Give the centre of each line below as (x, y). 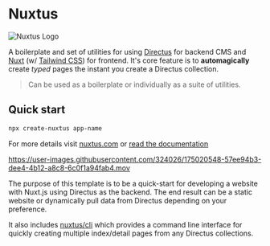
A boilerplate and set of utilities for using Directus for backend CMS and (127, 51)
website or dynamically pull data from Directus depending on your (118, 200)
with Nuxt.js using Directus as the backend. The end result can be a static (131, 192)
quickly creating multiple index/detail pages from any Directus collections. (131, 233)
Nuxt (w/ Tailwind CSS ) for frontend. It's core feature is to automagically (129, 60)
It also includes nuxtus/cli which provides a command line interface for (125, 224)
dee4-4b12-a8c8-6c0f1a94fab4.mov (70, 168)
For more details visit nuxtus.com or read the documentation (108, 143)
